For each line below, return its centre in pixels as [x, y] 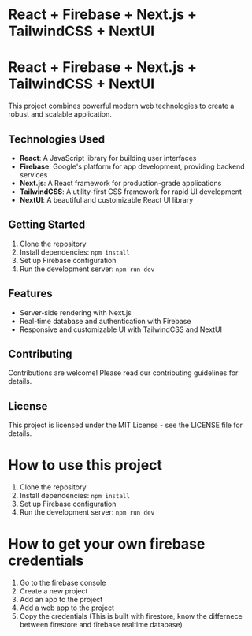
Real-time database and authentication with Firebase [105, 321]
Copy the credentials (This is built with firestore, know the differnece [131, 616]
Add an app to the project [61, 600]
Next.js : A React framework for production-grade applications [120, 183]
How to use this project [85, 465]
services [33, 174]
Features [30, 294]
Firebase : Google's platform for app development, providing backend [132, 166]
